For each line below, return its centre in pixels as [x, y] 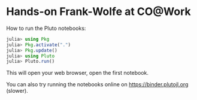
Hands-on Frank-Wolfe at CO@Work [99, 12]
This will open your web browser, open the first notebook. [77, 73]
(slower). [17, 91]
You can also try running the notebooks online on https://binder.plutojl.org [97, 84]
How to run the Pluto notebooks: [46, 28]
